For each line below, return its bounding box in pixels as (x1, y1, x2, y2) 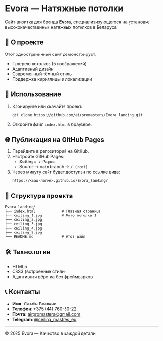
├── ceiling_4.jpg (5, 226, 42, 231)
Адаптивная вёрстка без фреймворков (12, 273, 93, 280)
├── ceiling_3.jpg (5, 222, 42, 227)
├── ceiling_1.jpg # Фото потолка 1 (5, 213, 97, 218)
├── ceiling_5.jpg (5, 230, 42, 235)
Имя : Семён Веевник (12, 301, 57, 306)
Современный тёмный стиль (12, 71, 72, 77)
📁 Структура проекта (5, 192, 73, 200)
